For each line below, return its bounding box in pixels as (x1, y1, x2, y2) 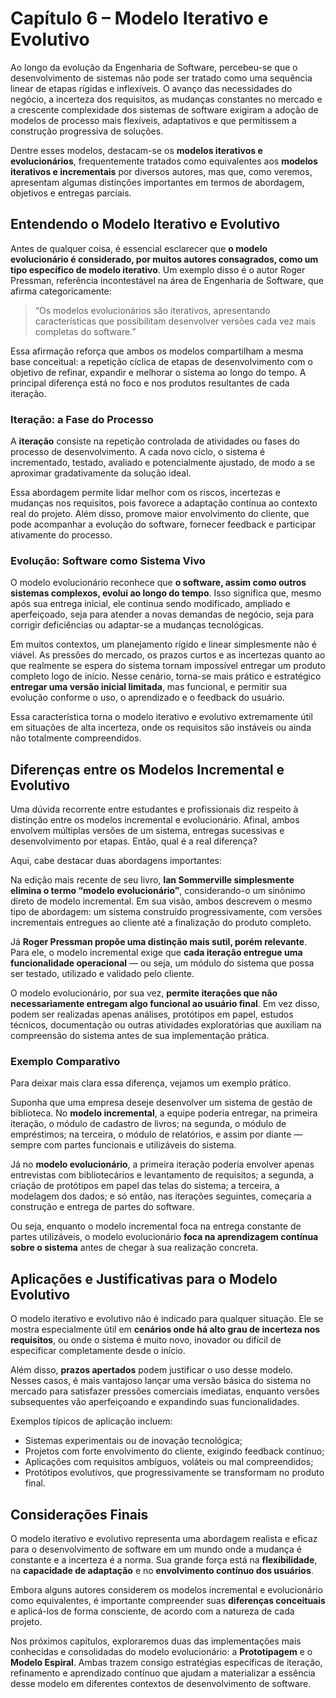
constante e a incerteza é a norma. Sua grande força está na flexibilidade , (10, 1554, 318, 1566)
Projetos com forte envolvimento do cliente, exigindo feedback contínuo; (24, 1445, 325, 1457)
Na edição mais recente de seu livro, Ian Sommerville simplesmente (10, 874, 295, 886)
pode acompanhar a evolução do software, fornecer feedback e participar (10, 518, 317, 531)
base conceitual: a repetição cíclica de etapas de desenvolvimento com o (10, 355, 313, 367)
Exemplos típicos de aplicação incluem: (10, 1415, 173, 1427)
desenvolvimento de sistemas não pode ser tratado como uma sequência (10, 72, 313, 84)
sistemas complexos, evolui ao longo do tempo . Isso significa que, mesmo (10, 587, 322, 599)
